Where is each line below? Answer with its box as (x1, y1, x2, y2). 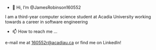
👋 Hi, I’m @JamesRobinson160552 (12, 5, 81, 10)
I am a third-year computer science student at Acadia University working (5, 14, 151, 19)
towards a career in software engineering (5, 19, 88, 25)
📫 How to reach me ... (12, 29, 58, 34)
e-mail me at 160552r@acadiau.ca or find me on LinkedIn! (5, 40, 121, 45)
